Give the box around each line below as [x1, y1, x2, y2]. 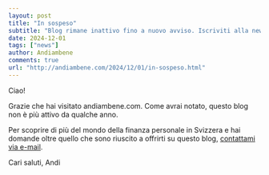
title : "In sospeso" [8, 19, 78, 27]
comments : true [8, 57, 59, 65]
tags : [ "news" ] [8, 42, 59, 50]
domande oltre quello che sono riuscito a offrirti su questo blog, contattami [8, 133, 256, 143]
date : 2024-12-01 [8, 34, 66, 42]
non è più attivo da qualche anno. [8, 109, 118, 119]
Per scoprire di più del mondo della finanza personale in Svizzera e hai [8, 125, 241, 134]
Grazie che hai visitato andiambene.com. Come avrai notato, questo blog [8, 101, 249, 110]
